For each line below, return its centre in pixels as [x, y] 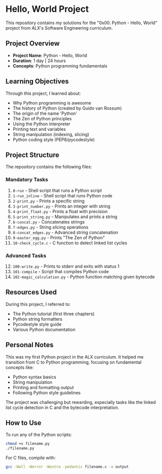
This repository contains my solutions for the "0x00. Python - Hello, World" [81, 23]
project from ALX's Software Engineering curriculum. [59, 28]
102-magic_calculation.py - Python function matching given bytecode [84, 277]
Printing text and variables [39, 129]
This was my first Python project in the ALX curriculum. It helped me [75, 357]
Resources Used [31, 292]
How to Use [24, 423]
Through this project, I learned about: [43, 93]
